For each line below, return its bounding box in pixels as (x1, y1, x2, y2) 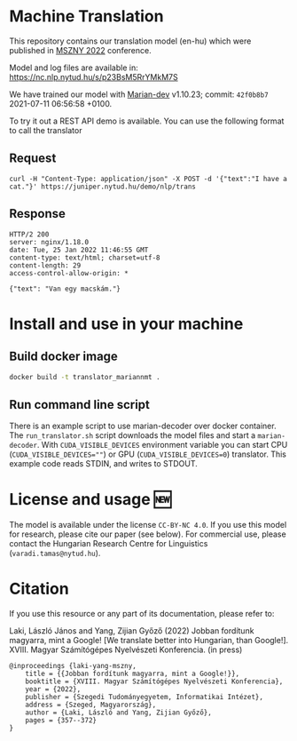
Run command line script (9, 397, 151, 412)
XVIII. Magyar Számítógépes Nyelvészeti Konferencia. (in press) (9, 644, 243, 655)
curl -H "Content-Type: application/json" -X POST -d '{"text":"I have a (9, 174, 288, 183)
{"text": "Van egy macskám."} (9, 284, 121, 293)
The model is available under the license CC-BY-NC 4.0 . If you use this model (9, 520, 287, 530)
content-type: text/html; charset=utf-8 (9, 253, 161, 262)
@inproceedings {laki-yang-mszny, (9, 662, 137, 671)
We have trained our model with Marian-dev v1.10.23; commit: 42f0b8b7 (9, 89, 269, 100)
